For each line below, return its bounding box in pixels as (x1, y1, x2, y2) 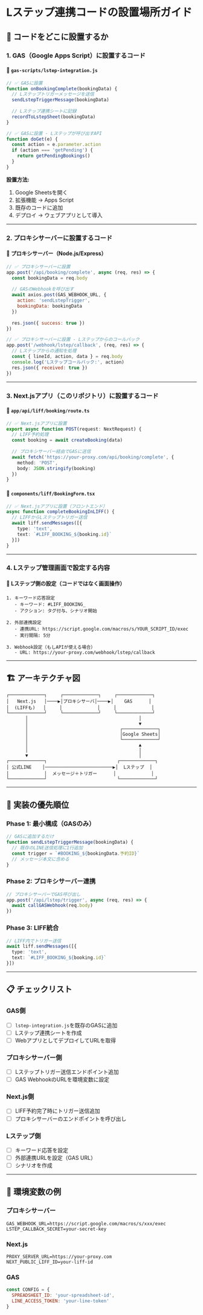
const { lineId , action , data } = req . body (11, 354, 123, 360)
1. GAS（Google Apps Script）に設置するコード (6, 51, 146, 59)
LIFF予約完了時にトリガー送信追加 (14, 1107, 100, 1115)
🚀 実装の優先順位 (6, 800, 69, 810)
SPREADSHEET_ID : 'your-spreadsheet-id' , (11, 1293, 115, 1299)
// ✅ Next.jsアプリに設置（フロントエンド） (6, 503, 108, 509)
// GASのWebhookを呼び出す (11, 286, 74, 293)
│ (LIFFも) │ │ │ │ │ (6, 705, 155, 711)
